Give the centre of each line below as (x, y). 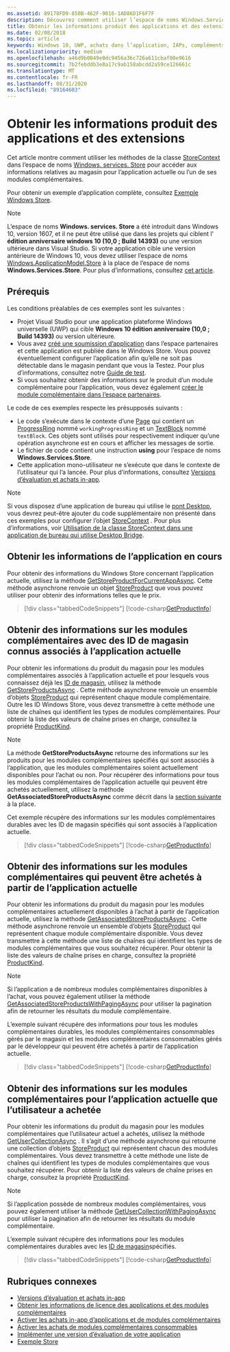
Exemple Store (38, 1341)
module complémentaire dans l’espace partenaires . (89, 394)
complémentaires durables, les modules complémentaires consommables (111, 1032)
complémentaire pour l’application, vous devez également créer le (110, 387)
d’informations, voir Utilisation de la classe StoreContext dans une (100, 527)
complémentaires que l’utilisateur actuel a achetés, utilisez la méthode (106, 1134)
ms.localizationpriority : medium (55, 52)
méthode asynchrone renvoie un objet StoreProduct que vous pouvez (105, 588)
